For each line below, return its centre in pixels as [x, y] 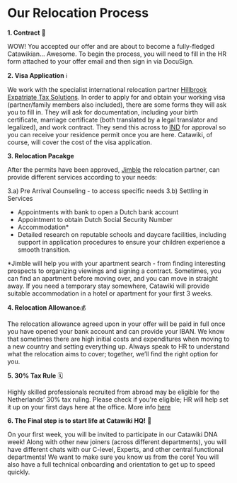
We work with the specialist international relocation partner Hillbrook [107, 89]
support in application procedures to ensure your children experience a [121, 242]
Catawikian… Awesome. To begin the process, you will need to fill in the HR [117, 54]
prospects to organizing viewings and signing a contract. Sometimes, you [114, 271]
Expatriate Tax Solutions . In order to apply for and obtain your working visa [116, 97]
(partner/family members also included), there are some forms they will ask [117, 105]
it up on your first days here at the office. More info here [89, 407]
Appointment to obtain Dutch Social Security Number [95, 219]
